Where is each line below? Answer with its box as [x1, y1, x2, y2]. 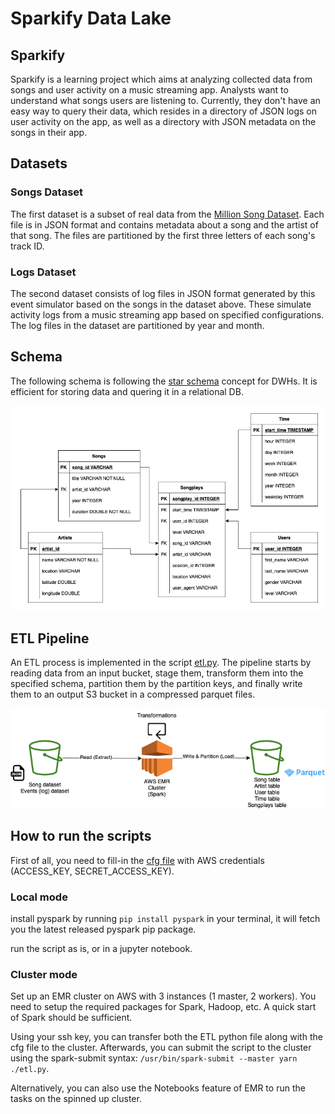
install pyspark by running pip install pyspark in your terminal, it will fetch [10, 912, 321, 924]
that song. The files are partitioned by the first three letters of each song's [10, 229, 316, 241]
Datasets [10, 155, 68, 172]
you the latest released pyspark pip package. [10, 923, 197, 935]
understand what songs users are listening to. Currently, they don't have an [10, 95, 321, 106]
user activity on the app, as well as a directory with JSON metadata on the [10, 116, 317, 127]
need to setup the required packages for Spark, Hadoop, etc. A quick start [10, 1001, 317, 1013]
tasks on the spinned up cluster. [10, 1093, 142, 1105]
